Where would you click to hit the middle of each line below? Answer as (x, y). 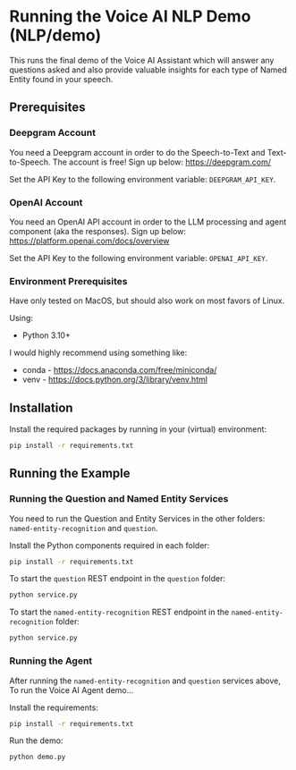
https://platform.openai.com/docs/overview (89, 241)
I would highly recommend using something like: (98, 353)
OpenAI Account (46, 202)
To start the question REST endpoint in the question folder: (118, 579)
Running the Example (70, 474)
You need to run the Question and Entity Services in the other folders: (137, 518)
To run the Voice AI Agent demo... (72, 690)
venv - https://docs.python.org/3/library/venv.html (115, 380)
